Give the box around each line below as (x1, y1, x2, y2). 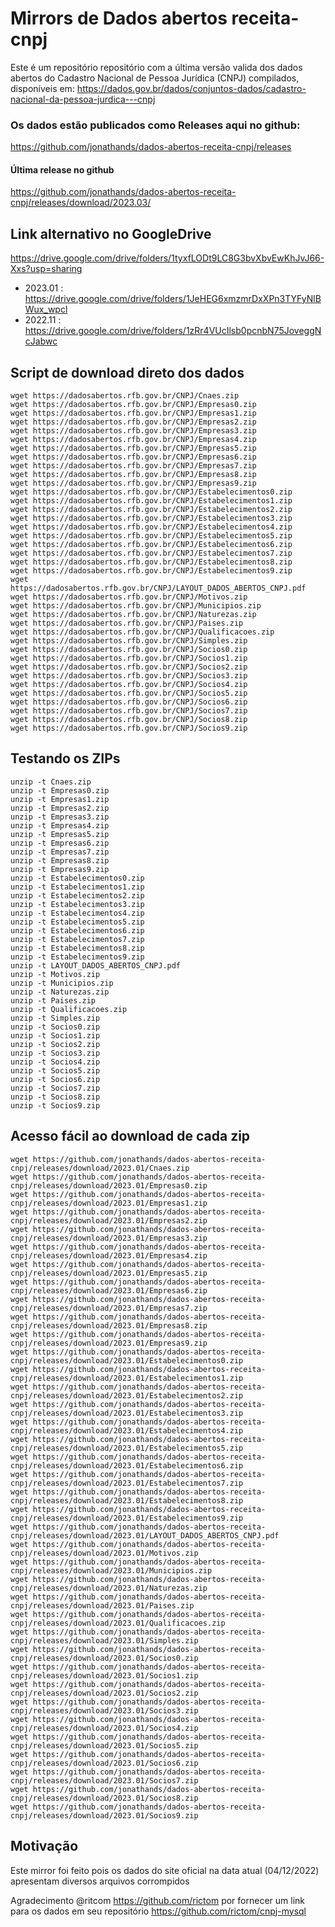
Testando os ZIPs (10, 750, 121, 767)
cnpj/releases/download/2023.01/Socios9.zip (10, 1810, 199, 1821)
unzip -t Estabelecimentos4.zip (10, 908, 145, 918)
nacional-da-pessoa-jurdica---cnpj (10, 93, 156, 105)
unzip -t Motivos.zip (10, 969, 101, 979)
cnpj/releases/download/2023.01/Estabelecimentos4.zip (10, 1425, 244, 1436)
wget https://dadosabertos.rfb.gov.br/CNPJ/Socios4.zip (10, 680, 248, 690)
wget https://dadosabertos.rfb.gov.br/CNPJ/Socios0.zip (10, 645, 248, 655)
